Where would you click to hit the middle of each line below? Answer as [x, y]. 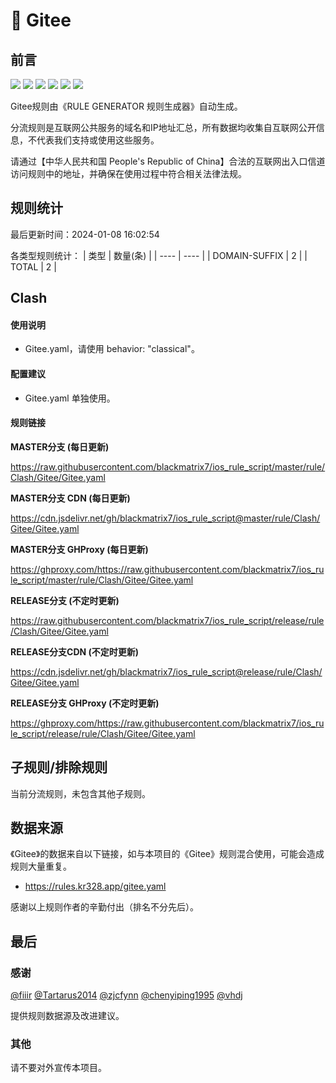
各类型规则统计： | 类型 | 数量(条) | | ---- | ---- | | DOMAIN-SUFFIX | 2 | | [159, 255]
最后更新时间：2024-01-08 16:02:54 [85, 234]
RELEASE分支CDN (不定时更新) [75, 651]
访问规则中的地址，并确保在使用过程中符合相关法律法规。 [128, 173]
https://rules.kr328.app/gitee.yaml [95, 886]
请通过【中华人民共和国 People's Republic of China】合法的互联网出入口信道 [168, 161]
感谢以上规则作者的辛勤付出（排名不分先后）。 [104, 907]
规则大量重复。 [41, 866]
